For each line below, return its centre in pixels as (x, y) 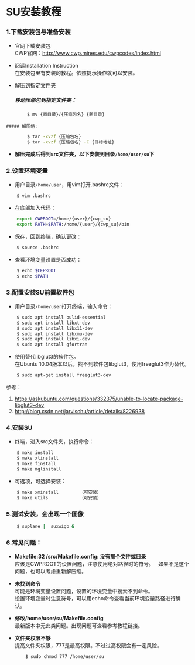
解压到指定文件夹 (35, 85)
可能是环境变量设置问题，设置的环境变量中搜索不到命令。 (84, 591)
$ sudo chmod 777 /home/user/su (65, 657)
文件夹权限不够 (32, 638)
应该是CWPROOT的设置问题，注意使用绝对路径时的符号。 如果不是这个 (102, 564)
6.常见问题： (24, 543)
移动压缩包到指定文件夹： (45, 100)
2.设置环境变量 (27, 171)
